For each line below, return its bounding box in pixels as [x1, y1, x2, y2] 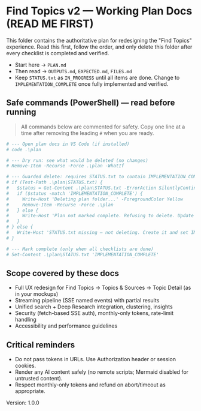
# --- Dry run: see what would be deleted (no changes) [6, 157, 148, 163]
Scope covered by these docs [6, 268, 120, 278]
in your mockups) [14, 290, 59, 298]
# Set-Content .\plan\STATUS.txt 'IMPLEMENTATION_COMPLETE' [6, 251, 160, 257]
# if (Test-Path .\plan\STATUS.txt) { [6, 179, 103, 185]
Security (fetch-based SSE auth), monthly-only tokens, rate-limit [14, 310, 174, 317]
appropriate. [14, 388, 46, 395]
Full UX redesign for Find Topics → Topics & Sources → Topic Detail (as [14, 284, 191, 292]
